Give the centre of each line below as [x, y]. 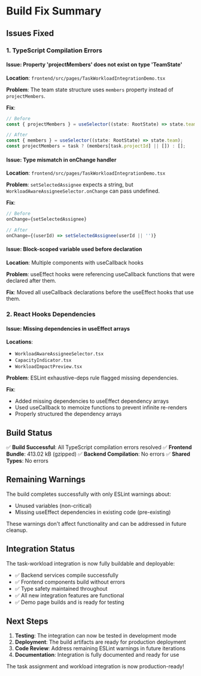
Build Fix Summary [54, 11]
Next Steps [27, 621]
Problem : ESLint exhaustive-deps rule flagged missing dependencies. [92, 378]
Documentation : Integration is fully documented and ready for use [97, 655]
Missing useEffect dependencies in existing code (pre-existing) [93, 512]
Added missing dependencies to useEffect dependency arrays [92, 401]
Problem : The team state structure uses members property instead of [90, 89]
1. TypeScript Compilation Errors [54, 50]
